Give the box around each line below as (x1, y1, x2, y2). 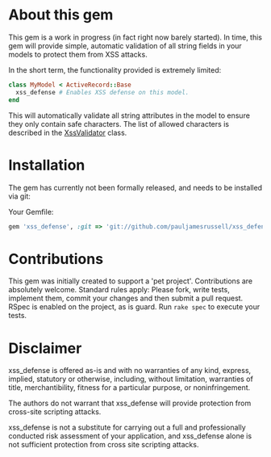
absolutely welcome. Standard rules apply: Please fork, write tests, (8, 285, 230, 295)
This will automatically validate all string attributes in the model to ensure (8, 111, 250, 120)
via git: (8, 191, 31, 201)
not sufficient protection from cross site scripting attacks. (8, 440, 199, 450)
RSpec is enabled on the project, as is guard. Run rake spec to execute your (8, 302, 261, 312)
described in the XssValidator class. (8, 128, 127, 137)
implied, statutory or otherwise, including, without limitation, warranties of (8, 374, 254, 384)
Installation (8, 156, 85, 174)
